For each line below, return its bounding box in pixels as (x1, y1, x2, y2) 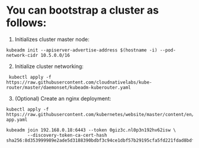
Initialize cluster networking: (14, 63, 84, 70)
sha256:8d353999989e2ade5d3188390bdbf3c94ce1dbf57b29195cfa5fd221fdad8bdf (6, 137, 195, 143)
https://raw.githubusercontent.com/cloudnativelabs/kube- (6, 79, 152, 85)
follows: (6, 16, 47, 30)
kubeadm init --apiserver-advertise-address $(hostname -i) (6, 47, 158, 53)
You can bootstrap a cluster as (6, 4, 159, 17)
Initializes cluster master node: (14, 36, 90, 43)
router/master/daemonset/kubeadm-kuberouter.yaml (6, 84, 131, 91)
